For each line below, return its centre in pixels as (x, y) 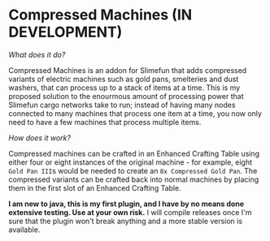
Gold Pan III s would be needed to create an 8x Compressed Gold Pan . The (133, 170)
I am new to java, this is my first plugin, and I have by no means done (126, 204)
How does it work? (40, 138)
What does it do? (37, 54)
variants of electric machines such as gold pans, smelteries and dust (124, 79)
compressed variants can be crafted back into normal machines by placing (134, 179)
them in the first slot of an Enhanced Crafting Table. (95, 187)
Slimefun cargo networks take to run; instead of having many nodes (122, 105)
